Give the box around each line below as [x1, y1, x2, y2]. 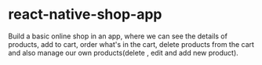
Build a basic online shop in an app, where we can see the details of [8, 31, 227, 41]
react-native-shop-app [8, 5, 162, 23]
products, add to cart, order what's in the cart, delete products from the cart [8, 39, 255, 49]
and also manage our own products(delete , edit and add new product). [8, 48, 239, 57]
